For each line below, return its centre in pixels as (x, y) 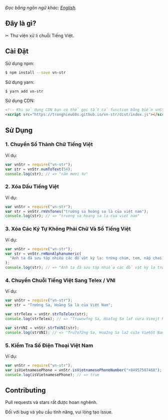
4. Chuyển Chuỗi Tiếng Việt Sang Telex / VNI (60, 280)
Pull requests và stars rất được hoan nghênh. (51, 402)
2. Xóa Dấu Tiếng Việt (32, 187)
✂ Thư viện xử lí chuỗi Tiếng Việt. (39, 36)
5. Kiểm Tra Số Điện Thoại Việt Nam (49, 345)
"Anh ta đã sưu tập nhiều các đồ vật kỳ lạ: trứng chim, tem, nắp (80, 258)
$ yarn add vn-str (24, 91)
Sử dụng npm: (20, 63)
